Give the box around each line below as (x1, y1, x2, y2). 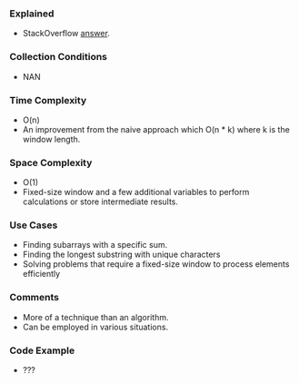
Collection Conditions (9, 51, 107, 64)
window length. (22, 133, 81, 144)
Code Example (9, 344, 75, 357)
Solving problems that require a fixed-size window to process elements (22, 259, 290, 270)
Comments (9, 291, 59, 304)
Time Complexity (9, 93, 87, 106)
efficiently (22, 269, 61, 280)
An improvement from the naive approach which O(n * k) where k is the (22, 123, 291, 134)
